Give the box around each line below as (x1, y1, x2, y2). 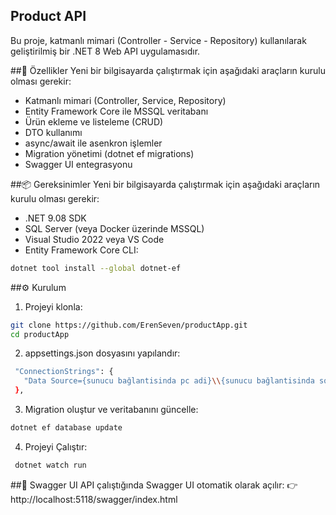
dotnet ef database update (10, 423, 123, 433)
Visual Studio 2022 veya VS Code (24, 233, 165, 245)
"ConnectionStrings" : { (14, 367, 114, 377)
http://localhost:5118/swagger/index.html (10, 493, 178, 505)
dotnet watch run (14, 460, 87, 470)
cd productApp (10, 329, 70, 339)
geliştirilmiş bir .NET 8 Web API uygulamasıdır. (10, 45, 201, 57)
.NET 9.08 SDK (24, 212, 87, 224)
